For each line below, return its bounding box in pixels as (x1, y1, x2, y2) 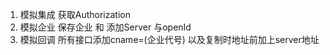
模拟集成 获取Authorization (19, 9, 131, 20)
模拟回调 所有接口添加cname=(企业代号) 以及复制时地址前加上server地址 (19, 34, 320, 45)
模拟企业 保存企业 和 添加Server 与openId (19, 21, 192, 33)
